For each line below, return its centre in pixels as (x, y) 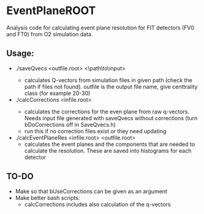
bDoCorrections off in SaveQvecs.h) (70, 124)
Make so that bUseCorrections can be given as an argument (91, 191)
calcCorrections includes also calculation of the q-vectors (97, 204)
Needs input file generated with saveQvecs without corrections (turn (111, 118)
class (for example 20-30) (57, 93)
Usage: (21, 54)
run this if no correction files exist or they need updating (95, 131)
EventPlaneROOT (51, 11)
